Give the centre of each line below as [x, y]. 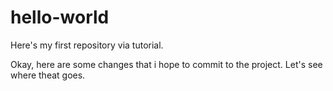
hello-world [60, 17]
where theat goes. [48, 75]
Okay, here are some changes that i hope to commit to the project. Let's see [166, 64]
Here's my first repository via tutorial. [87, 45]
